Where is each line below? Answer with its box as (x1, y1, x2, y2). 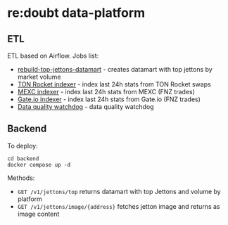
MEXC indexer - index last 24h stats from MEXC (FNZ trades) (17, 88, 196, 96)
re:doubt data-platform (7, 5, 146, 21)
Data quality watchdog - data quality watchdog (17, 103, 154, 110)
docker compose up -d (7, 161, 71, 168)
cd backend (7, 155, 39, 162)
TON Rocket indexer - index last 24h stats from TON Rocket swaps (17, 80, 211, 89)
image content (17, 210, 60, 218)
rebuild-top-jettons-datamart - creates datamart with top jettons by (17, 65, 213, 73)
